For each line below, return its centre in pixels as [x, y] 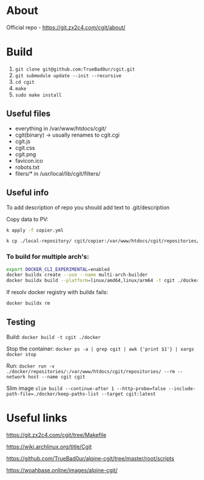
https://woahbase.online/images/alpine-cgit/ [62, 470]
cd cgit [25, 82]
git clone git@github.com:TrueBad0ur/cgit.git [75, 69]
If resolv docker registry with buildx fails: [57, 292]
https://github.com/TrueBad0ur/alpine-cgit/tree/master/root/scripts [90, 458]
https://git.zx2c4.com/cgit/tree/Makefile [56, 434]
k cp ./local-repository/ [39, 241]
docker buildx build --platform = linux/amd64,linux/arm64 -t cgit [90, 281]
